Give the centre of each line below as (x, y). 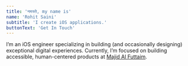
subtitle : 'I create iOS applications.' (57, 22)
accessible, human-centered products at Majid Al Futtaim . (77, 57)
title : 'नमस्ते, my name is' (39, 11)
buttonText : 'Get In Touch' (41, 28)
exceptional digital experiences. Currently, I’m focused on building (87, 51)
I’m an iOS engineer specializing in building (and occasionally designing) (94, 44)
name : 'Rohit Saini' (32, 17)
